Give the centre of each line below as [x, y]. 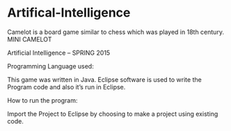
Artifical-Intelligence [69, 13]
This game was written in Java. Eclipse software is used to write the [104, 79]
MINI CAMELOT [30, 39]
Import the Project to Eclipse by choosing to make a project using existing [113, 114]
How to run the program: [42, 100]
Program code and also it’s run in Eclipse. [66, 87]
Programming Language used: [50, 66]
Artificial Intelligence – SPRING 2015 [59, 53]
